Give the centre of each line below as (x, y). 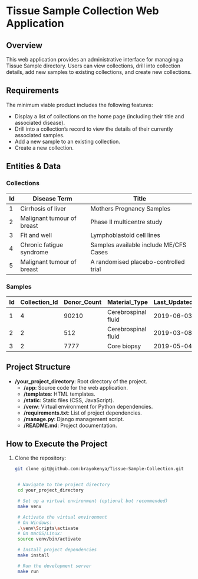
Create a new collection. (44, 148)
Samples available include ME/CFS (138, 245)
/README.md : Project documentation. (70, 425)
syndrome (34, 252)
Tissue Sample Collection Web (82, 11)
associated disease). (40, 122)
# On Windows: (35, 523)
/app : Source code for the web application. (76, 387)
